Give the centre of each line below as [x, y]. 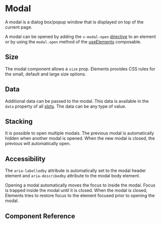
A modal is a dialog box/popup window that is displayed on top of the [74, 22]
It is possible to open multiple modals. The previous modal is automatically [80, 133]
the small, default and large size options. [46, 74]
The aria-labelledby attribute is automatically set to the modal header [76, 170]
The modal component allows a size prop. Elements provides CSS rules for [80, 69]
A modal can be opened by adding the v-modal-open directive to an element [80, 37]
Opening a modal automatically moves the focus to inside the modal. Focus [80, 185]
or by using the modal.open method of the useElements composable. [73, 41]
